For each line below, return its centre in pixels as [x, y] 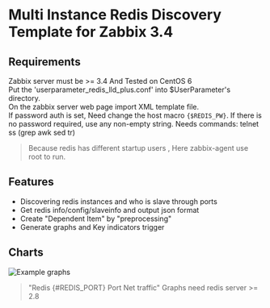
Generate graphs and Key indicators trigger [92, 227]
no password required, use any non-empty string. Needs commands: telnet [134, 124]
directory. [24, 98]
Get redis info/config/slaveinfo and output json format [110, 210]
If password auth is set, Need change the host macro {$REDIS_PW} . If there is [135, 115]
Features [31, 182]
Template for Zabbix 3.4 [91, 32]
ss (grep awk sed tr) [42, 132]
